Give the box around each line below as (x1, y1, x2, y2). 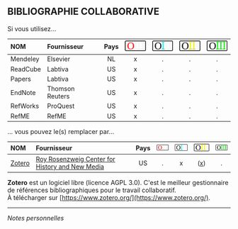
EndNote (10, 88, 36, 96)
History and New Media (35, 162, 105, 171)
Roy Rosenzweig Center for (35, 155, 115, 164)
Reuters (47, 92, 70, 101)
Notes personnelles (7, 213, 64, 222)
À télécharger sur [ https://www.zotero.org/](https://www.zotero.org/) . (7, 193, 211, 201)
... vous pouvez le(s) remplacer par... (7, 128, 115, 136)
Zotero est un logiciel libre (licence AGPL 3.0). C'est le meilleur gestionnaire (7, 178, 229, 186)
